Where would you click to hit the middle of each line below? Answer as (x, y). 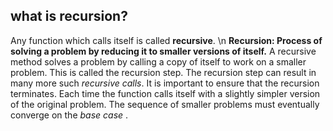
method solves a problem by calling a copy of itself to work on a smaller (158, 61)
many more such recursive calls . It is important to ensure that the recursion (165, 83)
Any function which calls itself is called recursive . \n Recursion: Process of (166, 40)
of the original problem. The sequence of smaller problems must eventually (165, 104)
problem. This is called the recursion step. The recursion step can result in (163, 72)
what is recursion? (69, 16)
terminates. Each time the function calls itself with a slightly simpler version (165, 93)
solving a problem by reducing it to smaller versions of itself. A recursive (163, 51)
